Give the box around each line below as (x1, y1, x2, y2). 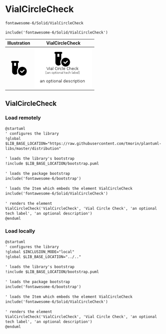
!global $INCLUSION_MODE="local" (5, 250, 75, 255)
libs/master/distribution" (5, 146, 61, 151)
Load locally (5, 227, 35, 234)
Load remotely (5, 114, 41, 121)
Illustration (7, 40, 31, 46)
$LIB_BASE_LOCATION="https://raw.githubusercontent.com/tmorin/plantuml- (5, 141, 162, 146)
